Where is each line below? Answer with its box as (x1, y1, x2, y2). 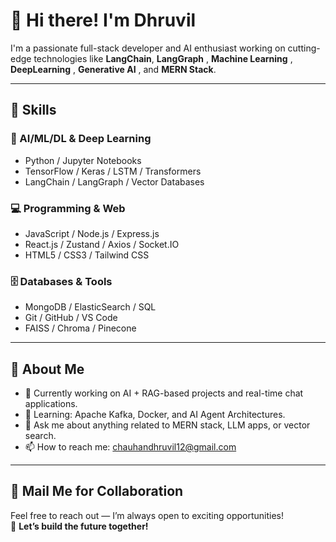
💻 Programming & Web (10, 201, 126, 215)
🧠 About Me (10, 360, 85, 378)
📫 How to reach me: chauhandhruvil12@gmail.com (24, 441, 237, 453)
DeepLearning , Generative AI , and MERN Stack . (10, 63, 217, 75)
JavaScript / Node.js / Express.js (24, 227, 160, 239)
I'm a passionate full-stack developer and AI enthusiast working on (10, 42, 286, 54)
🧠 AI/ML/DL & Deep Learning (10, 132, 152, 146)
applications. (24, 398, 78, 410)
